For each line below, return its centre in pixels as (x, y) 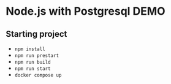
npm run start (32, 69)
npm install (30, 49)
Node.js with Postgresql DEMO (86, 11)
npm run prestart (37, 56)
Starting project (36, 34)
